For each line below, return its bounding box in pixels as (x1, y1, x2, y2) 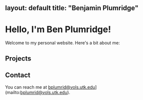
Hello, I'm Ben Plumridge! (5, 24, 111, 35)
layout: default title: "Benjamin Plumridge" (5, 4, 139, 12)
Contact (5, 71, 31, 79)
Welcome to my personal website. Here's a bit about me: (5, 40, 120, 46)
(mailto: (5, 89, 21, 95)
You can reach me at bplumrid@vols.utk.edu (5, 84, 95, 90)
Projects (5, 54, 32, 63)
